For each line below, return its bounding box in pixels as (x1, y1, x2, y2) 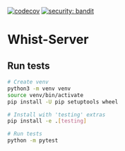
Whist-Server (7, 32, 89, 47)
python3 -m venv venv (7, 85, 71, 92)
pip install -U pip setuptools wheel (7, 98, 119, 106)
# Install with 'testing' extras (7, 111, 106, 118)
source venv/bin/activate (7, 91, 83, 99)
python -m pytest (7, 137, 59, 145)
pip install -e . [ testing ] (7, 118, 87, 125)
